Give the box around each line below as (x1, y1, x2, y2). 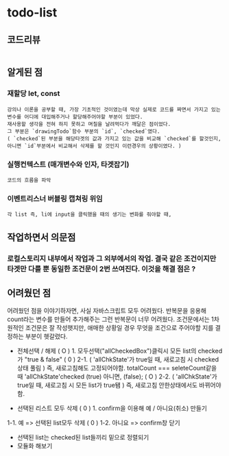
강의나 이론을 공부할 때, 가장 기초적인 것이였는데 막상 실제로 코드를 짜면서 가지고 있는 (7, 106, 221, 113)
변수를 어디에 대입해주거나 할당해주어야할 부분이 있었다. (7, 113, 143, 121)
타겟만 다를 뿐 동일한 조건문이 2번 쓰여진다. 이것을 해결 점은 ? (7, 264, 196, 273)
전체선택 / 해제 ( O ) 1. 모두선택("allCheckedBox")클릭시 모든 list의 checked (16, 347, 223, 355)
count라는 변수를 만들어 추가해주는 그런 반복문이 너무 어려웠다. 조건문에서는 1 (7, 315, 214, 323)
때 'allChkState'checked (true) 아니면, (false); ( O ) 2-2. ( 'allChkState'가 (16, 372, 217, 381)
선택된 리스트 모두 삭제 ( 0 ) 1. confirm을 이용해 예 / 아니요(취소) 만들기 (16, 404, 208, 412)
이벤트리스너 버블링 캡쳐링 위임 (7, 194, 103, 203)
